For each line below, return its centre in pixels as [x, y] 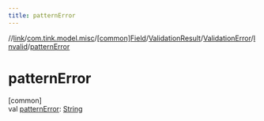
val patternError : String [45, 108]
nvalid [18, 46]
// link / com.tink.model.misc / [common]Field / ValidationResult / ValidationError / [131, 38]
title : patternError [42, 15]
